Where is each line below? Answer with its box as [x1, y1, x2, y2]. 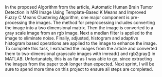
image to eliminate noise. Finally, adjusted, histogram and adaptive [5, 35, 139, 41]
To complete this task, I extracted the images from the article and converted [5, 46, 157, 51]
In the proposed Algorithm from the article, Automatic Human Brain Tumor [5, 4, 153, 10]
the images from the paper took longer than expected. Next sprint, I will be [5, 61, 155, 67]
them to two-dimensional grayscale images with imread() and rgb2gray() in [5, 51, 156, 57]
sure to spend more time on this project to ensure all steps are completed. [5, 66, 153, 72]
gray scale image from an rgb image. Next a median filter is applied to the [5, 30, 152, 36]
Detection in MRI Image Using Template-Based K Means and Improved [5, 9, 146, 15]
